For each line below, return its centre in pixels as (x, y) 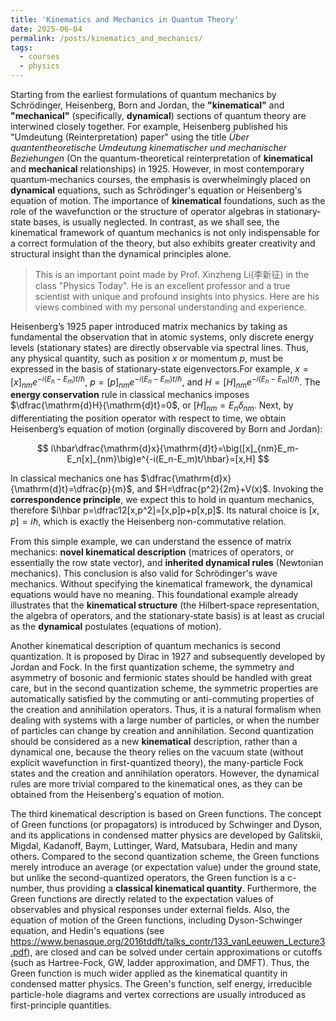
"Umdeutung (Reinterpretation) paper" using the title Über (130, 137)
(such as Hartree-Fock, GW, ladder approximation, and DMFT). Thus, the (160, 963)
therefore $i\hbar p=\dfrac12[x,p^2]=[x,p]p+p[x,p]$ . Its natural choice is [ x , (165, 510)
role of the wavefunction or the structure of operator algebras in (142, 211)
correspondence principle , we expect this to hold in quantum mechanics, (162, 500)
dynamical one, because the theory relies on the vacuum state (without (157, 752)
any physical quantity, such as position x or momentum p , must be (147, 358)
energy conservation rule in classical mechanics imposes (130, 395)
